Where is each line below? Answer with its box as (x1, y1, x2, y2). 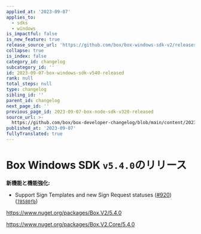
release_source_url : (6, 42, 58, 48)
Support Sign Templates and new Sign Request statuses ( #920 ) (14, 191, 172, 198)
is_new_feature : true (6, 36, 60, 42)
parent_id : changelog (6, 97, 60, 103)
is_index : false (6, 53, 47, 59)
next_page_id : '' (6, 103, 50, 109)
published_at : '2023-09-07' (6, 125, 77, 131)
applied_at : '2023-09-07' (6, 8, 71, 15)
